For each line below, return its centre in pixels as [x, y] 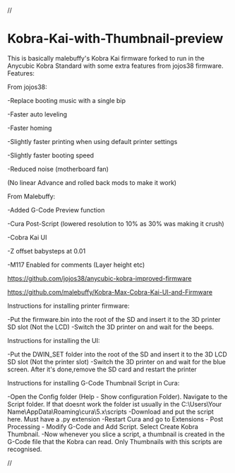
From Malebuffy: [31, 196]
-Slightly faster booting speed [50, 155]
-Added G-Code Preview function [56, 210]
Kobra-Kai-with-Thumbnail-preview [115, 39]
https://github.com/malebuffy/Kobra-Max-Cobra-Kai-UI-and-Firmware [110, 292]
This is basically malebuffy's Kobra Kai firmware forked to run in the [106, 58]
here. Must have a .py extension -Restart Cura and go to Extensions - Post [115, 419]
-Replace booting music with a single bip [66, 100]
